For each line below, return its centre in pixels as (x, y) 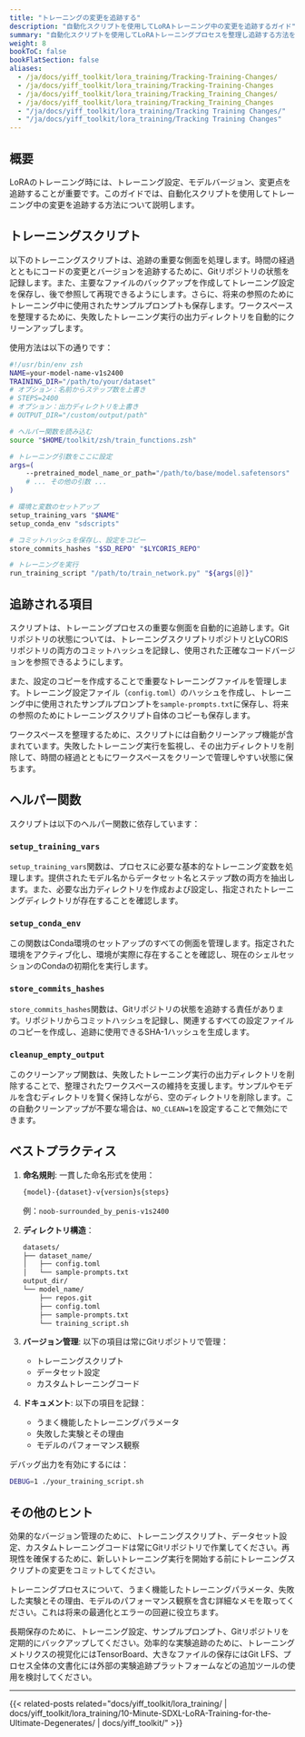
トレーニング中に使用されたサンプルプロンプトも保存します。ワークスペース (151, 305)
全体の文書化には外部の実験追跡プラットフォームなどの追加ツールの (160, 1666)
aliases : (26, 69)
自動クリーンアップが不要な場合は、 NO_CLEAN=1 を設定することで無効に (148, 1108)
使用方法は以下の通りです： (61, 347)
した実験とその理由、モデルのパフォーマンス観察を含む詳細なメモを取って (148, 1601)
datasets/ (41, 1247)
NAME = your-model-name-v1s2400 (67, 373)
